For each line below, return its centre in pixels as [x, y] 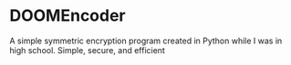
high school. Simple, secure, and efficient [88, 50]
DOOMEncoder [68, 16]
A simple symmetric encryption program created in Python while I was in [146, 41]
